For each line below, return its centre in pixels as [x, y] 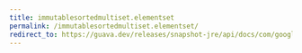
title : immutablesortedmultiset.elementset [92, 18]
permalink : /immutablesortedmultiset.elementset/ [104, 26]
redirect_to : [34, 34]
